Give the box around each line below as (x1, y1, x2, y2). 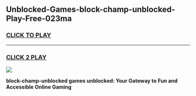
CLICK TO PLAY (6, 31, 51, 40)
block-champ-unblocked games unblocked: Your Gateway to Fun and (6, 77, 178, 84)
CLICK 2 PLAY (6, 53, 47, 61)
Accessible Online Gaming (6, 83, 72, 90)
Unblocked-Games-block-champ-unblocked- (6, 5, 176, 15)
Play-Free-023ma (6, 14, 72, 24)
